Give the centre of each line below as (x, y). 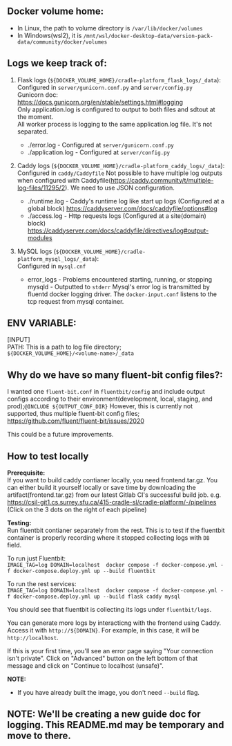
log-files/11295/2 (41, 188)
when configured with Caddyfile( (64, 180)
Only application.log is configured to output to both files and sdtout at (116, 109)
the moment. (35, 116)
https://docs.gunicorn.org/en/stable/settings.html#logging (100, 102)
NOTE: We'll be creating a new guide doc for (104, 715)
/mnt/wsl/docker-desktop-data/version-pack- (148, 36)
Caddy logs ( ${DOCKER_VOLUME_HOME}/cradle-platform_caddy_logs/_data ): (121, 165)
